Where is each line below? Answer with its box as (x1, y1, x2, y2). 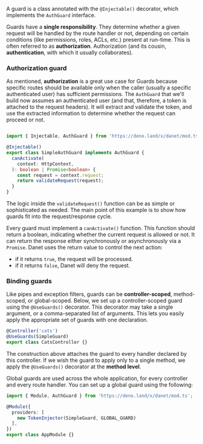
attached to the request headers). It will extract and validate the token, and (6, 103, 192, 111)
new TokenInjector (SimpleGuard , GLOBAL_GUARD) (17, 415, 137, 421)
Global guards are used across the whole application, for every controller (6, 375, 188, 382)
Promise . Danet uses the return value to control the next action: (6, 244, 163, 251)
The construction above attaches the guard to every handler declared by (6, 350, 187, 357)
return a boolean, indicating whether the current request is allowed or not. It (6, 231, 195, 238)
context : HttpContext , (17, 161, 74, 167)
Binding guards (6, 277, 53, 285)
